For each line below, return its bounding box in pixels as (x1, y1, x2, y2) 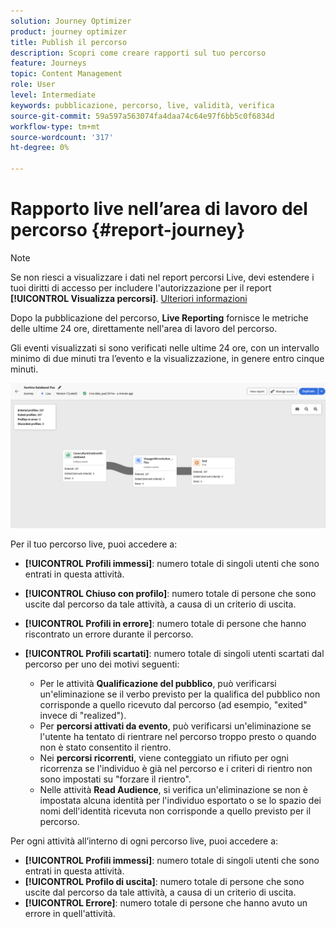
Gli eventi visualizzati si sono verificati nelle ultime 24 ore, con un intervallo (10, 341, 320, 354)
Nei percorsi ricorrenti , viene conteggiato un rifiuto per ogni (39, 752, 289, 764)
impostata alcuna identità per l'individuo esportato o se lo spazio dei (39, 795, 322, 807)
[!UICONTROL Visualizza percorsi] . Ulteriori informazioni (10, 292, 248, 304)
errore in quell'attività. (24, 908, 116, 920)
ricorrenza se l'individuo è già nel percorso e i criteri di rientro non (39, 763, 313, 775)
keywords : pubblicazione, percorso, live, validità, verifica (10, 100, 275, 110)
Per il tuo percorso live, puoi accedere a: (10, 538, 178, 550)
